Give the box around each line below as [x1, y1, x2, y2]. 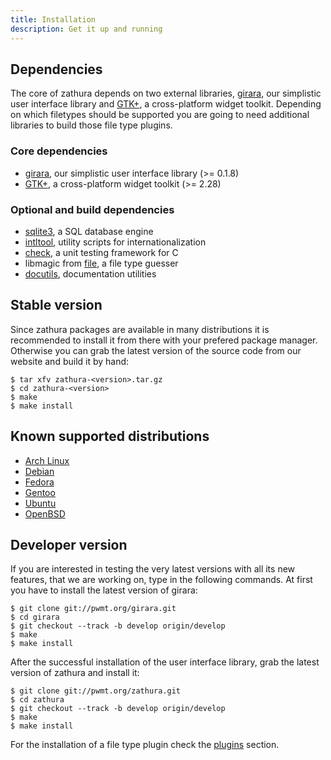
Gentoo [24, 486, 56, 498]
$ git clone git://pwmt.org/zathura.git [10, 686, 182, 696]
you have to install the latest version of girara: [10, 584, 198, 596]
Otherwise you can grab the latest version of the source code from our [10, 344, 302, 356]
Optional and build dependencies [10, 202, 175, 216]
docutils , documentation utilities [24, 267, 157, 280]
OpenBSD [24, 507, 66, 520]
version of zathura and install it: [10, 667, 140, 679]
